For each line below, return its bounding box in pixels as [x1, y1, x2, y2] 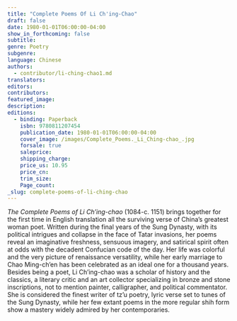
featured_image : [7, 96, 55, 103]
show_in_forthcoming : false [7, 30, 91, 38]
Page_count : [20, 181, 55, 188]
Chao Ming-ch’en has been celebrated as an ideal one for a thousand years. [7, 260, 229, 269]
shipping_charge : [20, 155, 71, 163]
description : [7, 103, 46, 110]
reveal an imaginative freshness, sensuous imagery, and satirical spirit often [7, 238, 229, 247]
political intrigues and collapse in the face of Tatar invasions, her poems [7, 230, 217, 239]
